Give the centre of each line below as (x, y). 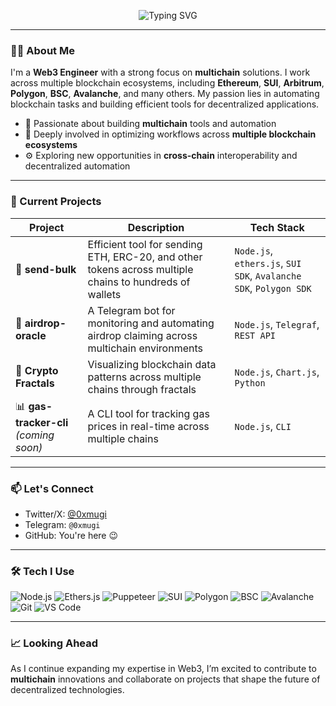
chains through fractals (142, 389)
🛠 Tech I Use (42, 571)
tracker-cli (42, 422)
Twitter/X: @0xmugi (65, 514)
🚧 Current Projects (56, 202)
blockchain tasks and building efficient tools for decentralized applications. (165, 104)
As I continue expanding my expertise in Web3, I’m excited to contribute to (163, 669)
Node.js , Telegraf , (277, 324)
